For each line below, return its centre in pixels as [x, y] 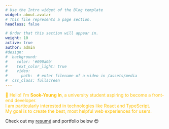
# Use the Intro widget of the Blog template [54, 10]
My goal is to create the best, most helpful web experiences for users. [79, 111]
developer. [26, 100]
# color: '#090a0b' [29, 61]
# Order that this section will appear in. [52, 34]
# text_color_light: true [36, 67]
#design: [14, 52]
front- [158, 95]
